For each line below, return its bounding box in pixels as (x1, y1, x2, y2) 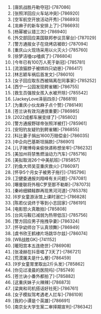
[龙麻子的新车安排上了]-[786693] (12, 22, 80, 28)
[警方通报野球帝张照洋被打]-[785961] (12, 120, 87, 126)
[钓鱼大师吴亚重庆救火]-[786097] (12, 163, 80, 169)
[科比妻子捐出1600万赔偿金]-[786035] (12, 133, 89, 138)
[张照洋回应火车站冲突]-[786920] (12, 10, 80, 16)
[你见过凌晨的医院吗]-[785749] (12, 267, 75, 273)
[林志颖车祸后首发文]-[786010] (12, 71, 75, 77)
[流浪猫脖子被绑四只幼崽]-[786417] (12, 66, 83, 71)
